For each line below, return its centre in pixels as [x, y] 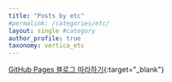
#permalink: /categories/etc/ [59, 23]
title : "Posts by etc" [46, 16]
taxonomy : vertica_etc [46, 46]
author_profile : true [45, 38]
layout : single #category [52, 31]
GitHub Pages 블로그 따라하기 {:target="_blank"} [86, 70]
